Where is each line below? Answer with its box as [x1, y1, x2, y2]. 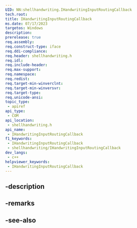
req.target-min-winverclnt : [5, 81, 64, 86]
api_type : [5, 109, 26, 114]
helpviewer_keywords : [5, 159, 50, 164]
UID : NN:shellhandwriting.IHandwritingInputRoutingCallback [5, 7, 133, 12]
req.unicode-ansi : [5, 95, 43, 100]
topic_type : [5, 100, 30, 105]
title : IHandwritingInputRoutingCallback [5, 16, 92, 21]
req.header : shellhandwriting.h [5, 53, 72, 58]
